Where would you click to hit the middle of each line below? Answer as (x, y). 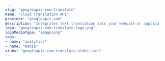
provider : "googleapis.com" (34, 19)
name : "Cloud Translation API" (37, 14)
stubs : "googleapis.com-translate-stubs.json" (54, 51)
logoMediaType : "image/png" (34, 32)
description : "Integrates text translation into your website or (73, 23)
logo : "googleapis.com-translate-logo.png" (50, 28)
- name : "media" (22, 46)
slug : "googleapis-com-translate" (41, 10)
